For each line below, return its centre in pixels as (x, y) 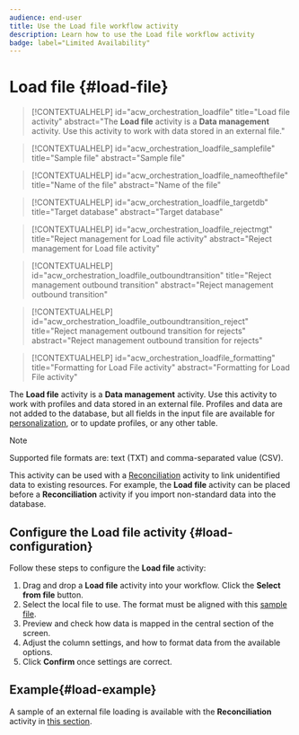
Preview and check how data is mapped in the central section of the (148, 624)
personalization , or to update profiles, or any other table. (114, 423)
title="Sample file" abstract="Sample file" (108, 158)
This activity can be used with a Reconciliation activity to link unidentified (145, 475)
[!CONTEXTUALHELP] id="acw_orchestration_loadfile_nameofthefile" (160, 175)
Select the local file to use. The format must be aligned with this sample (154, 604)
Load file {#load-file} (89, 87)
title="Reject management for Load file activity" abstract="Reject (151, 239)
